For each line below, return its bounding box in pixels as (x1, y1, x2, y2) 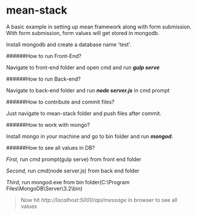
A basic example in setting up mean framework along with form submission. (6, 23, 192, 30)
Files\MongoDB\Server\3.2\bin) (6, 185, 83, 192)
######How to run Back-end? (6, 75, 81, 82)
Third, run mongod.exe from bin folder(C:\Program (6, 178, 130, 185)
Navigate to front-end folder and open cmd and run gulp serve (6, 63, 160, 71)
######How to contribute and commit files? (6, 98, 115, 105)
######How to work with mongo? (6, 121, 90, 128)
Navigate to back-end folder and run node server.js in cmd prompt (6, 86, 170, 94)
